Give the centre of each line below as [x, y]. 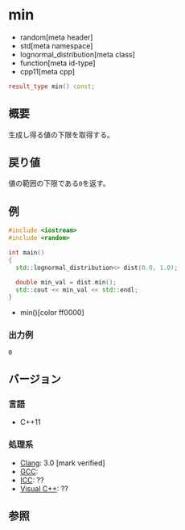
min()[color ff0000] [52, 313]
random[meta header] [56, 37]
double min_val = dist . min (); [66, 282]
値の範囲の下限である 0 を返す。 [59, 183]
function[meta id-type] [58, 63]
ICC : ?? [32, 480]
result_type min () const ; [51, 86]
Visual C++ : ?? [44, 488]
